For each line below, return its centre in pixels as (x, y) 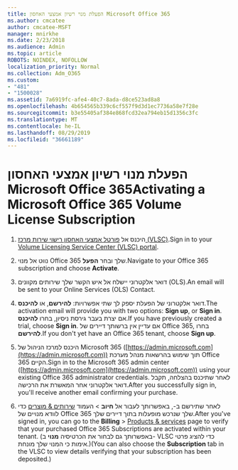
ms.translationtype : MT (43, 119)
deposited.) (34, 459)
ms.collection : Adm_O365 (44, 73)
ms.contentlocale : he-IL (44, 126)
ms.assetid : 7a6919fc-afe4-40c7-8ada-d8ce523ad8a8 (84, 100)
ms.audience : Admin (36, 47)
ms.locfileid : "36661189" (45, 139)
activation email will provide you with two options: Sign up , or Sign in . (120, 311)
